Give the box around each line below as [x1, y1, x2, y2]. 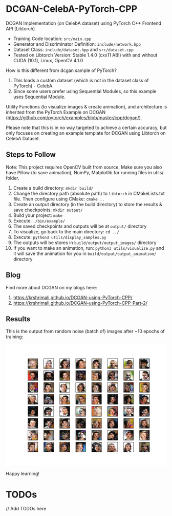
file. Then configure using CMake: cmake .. [13, 196, 105, 202]
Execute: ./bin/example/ [13, 217, 66, 224]
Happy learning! [6, 471, 40, 477]
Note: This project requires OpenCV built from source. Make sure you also [6, 164, 162, 170]
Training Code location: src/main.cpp [13, 35, 92, 42]
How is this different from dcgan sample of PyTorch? [6, 67, 117, 73]
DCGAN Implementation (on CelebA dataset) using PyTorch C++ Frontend [6, 20, 162, 26]
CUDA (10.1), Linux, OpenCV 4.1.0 [13, 57, 83, 63]
